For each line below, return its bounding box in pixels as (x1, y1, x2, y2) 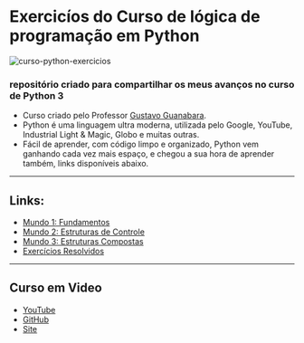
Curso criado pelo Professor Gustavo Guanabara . (22, 110, 206, 121)
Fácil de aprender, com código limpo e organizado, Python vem (22, 138, 260, 150)
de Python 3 (9, 89, 64, 101)
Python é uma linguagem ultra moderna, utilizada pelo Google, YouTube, (22, 119, 293, 130)
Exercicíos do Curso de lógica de (9, 6, 261, 27)
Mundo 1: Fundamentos (22, 217, 110, 228)
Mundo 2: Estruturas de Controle (22, 226, 145, 237)
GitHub (22, 314, 50, 325)
